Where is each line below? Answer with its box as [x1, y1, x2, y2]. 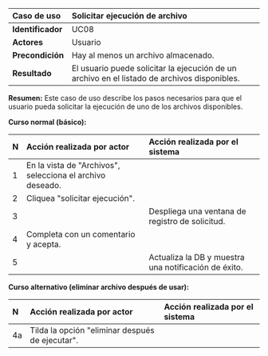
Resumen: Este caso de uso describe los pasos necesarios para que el [8, 94, 242, 102]
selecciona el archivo [26, 170, 106, 181]
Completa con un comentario [26, 229, 136, 239]
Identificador [12, 24, 63, 34]
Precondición [12, 50, 65, 61]
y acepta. [26, 239, 61, 250]
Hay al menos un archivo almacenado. [71, 50, 215, 61]
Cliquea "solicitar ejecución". [26, 193, 136, 203]
